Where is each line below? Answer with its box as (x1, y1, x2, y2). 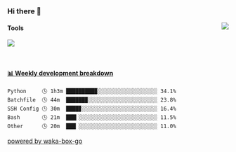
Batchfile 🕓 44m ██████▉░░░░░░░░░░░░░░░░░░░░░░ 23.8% (7, 97, 177, 104)
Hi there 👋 (7, 6, 42, 16)
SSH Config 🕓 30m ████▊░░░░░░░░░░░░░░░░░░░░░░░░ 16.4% (7, 105, 177, 113)
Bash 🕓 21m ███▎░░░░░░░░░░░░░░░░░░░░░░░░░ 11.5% (7, 114, 177, 121)
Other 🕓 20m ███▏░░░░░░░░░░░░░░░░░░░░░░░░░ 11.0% (7, 123, 177, 130)
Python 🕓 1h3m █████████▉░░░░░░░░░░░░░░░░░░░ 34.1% (7, 88, 177, 95)
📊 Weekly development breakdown (7, 69, 114, 77)
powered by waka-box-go (7, 137, 83, 146)
